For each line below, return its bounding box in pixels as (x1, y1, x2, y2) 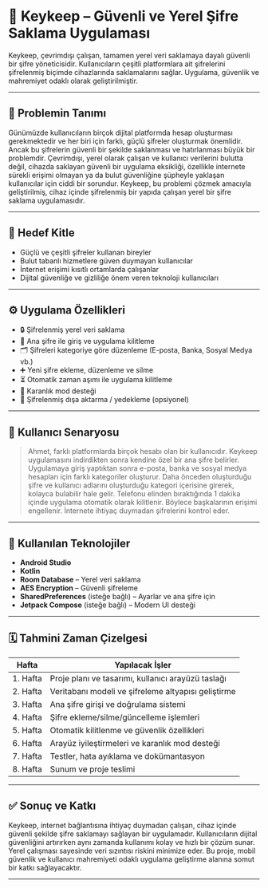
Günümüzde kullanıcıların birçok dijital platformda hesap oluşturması (8, 128, 233, 137)
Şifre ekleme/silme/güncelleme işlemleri (49, 712, 200, 723)
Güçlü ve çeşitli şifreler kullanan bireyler (19, 247, 152, 257)
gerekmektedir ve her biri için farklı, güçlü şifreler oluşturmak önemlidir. (8, 136, 243, 146)
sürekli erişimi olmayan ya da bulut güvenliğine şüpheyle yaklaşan (8, 170, 225, 180)
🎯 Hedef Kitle (8, 227, 75, 240)
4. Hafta (12, 712, 42, 723)
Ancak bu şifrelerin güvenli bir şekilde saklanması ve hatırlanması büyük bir (8, 144, 255, 154)
